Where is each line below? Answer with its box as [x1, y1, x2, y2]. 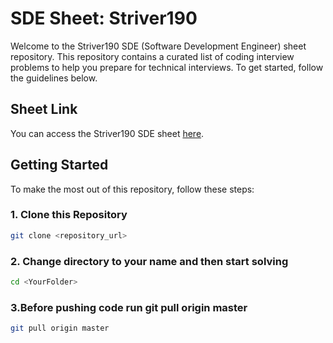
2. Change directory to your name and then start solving [10, 254, 289, 268]
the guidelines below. [10, 72, 98, 84]
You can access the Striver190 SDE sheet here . [10, 127, 205, 139]
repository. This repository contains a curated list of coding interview [10, 50, 295, 62]
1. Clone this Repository [10, 208, 128, 222]
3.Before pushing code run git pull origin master [10, 300, 248, 314]
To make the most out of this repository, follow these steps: [10, 183, 255, 195]
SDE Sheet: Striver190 [10, 7, 198, 30]
